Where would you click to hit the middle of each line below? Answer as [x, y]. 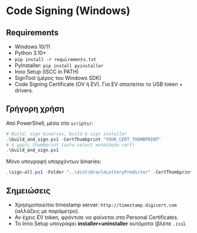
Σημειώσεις [28, 190]
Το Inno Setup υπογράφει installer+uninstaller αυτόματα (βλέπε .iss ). [101, 224]
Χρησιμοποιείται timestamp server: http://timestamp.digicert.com [96, 205]
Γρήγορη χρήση [35, 109]
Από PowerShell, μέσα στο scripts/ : [50, 123]
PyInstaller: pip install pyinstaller [59, 65]
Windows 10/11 [32, 46]
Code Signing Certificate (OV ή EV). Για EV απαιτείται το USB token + [98, 84]
